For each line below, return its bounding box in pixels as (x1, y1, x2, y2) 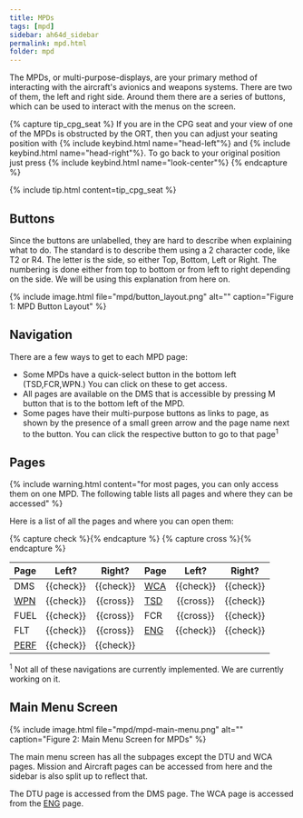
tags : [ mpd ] (9, 22, 54, 31)
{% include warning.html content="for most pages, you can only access (9, 479, 279, 490)
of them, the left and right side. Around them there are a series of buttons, (9, 92, 286, 103)
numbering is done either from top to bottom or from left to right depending (9, 264, 291, 274)
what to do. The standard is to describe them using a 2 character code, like (9, 244, 290, 255)
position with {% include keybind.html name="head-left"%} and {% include (9, 138, 291, 149)
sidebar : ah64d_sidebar (9, 30, 100, 39)
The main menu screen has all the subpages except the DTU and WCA (9, 751, 273, 762)
